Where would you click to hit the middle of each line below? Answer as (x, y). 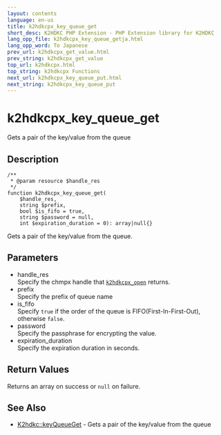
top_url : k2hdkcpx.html (41, 65)
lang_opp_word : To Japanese (48, 46)
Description (33, 159)
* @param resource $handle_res (55, 181)
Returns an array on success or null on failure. (74, 386)
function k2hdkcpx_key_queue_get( (57, 193)
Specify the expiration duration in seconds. (78, 348)
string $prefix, (43, 205)
